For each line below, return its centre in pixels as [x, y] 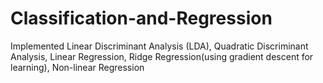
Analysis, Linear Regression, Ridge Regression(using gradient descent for [162, 56]
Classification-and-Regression [141, 18]
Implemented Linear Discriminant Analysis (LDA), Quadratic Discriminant [159, 46]
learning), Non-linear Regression [77, 67]
